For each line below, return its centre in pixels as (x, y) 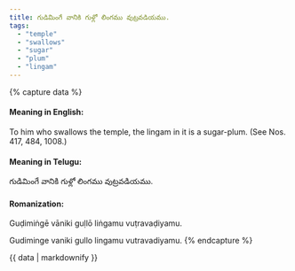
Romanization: (37, 204)
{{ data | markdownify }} (54, 258)
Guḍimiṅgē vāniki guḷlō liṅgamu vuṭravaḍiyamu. (96, 223)
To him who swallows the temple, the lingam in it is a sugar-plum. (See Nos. (147, 132)
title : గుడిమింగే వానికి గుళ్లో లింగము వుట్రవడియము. (90, 17)
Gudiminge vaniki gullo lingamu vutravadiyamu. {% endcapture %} (131, 241)
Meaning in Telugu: (46, 161)
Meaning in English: (47, 112)
